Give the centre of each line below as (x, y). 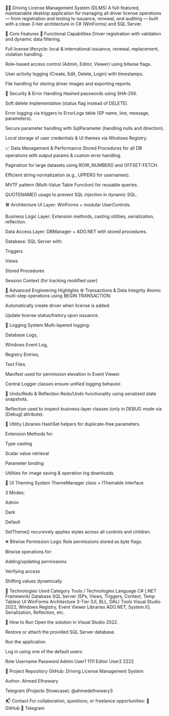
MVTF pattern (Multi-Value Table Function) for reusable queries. (72, 185)
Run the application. (26, 642)
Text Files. (16, 364)
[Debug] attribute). (25, 414)
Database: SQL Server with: (34, 241)
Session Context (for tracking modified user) (51, 280)
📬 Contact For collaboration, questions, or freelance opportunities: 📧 (77, 701)
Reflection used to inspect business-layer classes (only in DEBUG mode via (83, 409)
